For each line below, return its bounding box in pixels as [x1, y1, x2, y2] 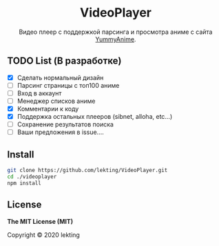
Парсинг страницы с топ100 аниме [17, 81, 120, 89]
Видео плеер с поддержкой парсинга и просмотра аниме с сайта [19, 28, 213, 36]
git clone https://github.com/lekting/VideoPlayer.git [7, 167, 168, 174]
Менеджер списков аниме [17, 97, 96, 105]
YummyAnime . [95, 35, 136, 43]
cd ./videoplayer [7, 173, 57, 180]
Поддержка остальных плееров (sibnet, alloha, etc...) [17, 113, 173, 121]
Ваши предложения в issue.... [17, 128, 105, 136]
